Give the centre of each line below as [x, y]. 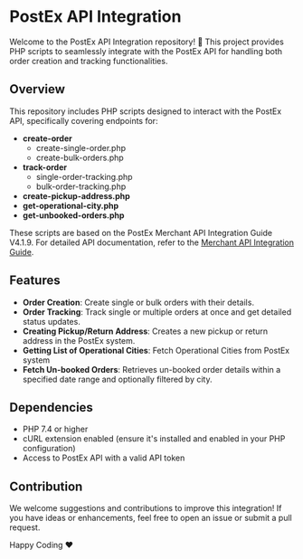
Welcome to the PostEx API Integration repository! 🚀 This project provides [147, 42]
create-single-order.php [81, 147]
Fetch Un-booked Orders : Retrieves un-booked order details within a [151, 369]
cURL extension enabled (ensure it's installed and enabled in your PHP [154, 439]
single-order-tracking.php [84, 176]
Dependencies [51, 407]
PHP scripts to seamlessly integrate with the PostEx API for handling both [146, 51]
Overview [38, 89]
